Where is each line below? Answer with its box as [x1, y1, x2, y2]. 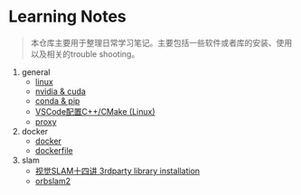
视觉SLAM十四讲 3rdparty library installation [34, 165, 201, 176]
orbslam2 [34, 175, 71, 186]
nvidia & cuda [34, 86, 87, 97]
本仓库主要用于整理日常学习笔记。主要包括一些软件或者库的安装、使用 [30, 37, 293, 48]
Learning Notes [8, 6, 127, 27]
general [21, 66, 51, 78]
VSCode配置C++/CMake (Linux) [34, 106, 155, 116]
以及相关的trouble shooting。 [30, 48, 140, 60]
